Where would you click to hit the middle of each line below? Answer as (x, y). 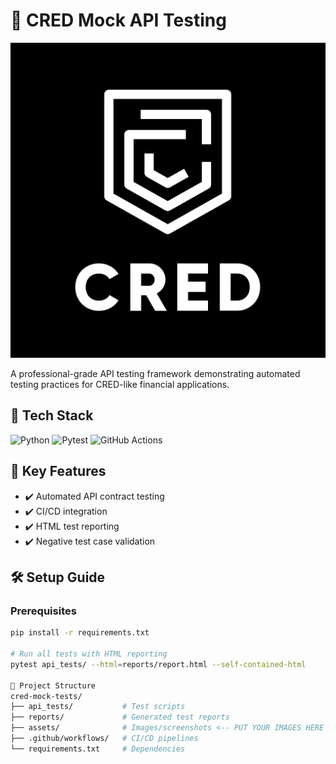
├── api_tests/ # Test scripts (98, 707)
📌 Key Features (58, 471)
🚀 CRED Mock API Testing (118, 20)
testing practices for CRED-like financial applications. (120, 384)
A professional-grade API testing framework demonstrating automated (155, 373)
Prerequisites (43, 611)
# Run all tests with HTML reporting (89, 654)
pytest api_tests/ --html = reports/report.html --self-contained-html (158, 664)
